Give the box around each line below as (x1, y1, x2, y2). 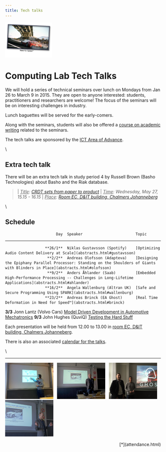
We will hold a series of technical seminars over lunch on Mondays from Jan (5, 87, 161, 93)
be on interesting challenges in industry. (5, 102, 87, 109)
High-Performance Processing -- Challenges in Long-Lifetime (5, 275, 134, 280)
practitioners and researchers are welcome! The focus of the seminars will (5, 97, 157, 103)
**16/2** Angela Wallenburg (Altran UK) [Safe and (44, 285, 156, 290)
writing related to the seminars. (5, 127, 69, 133)
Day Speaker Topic (56, 231, 147, 236)
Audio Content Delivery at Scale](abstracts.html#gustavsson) (5, 250, 136, 255)
